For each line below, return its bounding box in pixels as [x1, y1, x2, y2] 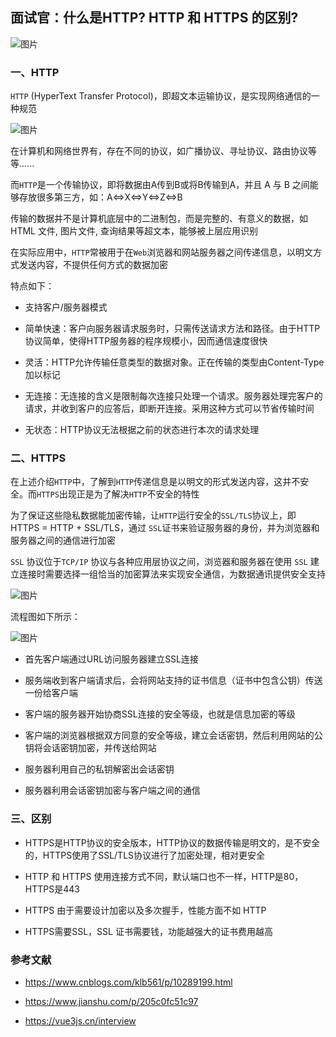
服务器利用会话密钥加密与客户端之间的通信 [24, 784, 201, 797]
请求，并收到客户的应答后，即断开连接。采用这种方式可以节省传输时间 [24, 403, 315, 415]
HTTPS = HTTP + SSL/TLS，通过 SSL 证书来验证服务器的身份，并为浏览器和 [10, 522, 320, 534]
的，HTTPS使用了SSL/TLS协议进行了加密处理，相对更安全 [24, 849, 266, 861]
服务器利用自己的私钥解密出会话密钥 [24, 763, 175, 775]
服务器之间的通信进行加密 [10, 534, 116, 547]
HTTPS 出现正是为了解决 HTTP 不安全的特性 [36, 488, 200, 500]
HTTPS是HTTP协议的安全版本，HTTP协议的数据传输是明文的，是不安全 [24, 836, 321, 848]
